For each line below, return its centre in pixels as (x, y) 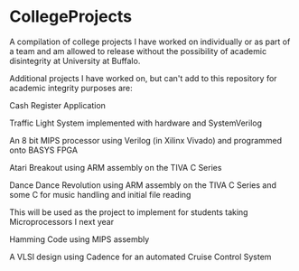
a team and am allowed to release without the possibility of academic (138, 51)
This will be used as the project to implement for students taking (129, 212)
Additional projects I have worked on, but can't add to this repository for (143, 78)
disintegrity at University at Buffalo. (75, 61)
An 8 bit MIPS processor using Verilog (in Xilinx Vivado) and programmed (146, 140)
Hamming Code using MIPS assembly (79, 239)
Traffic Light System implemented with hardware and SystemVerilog (136, 123)
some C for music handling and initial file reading (100, 194)
